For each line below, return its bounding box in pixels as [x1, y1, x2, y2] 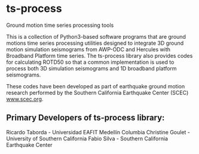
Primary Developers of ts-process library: [6, 113, 165, 123]
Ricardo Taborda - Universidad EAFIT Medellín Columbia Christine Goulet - [6, 128, 190, 135]
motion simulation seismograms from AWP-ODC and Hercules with [6, 45, 170, 53]
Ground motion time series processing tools [6, 21, 114, 29]
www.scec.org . [6, 95, 44, 103]
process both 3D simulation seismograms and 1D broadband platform [6, 64, 177, 72]
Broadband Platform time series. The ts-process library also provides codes [6, 52, 193, 59]
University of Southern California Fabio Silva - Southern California [6, 135, 169, 142]
